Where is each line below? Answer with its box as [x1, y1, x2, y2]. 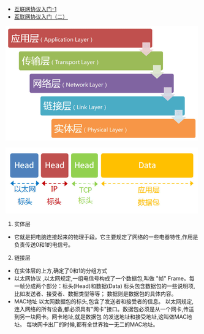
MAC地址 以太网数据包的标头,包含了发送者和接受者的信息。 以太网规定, [13, 297, 194, 305]
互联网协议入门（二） [13, 13, 68, 20]
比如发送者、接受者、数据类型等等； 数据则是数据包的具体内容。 [13, 290, 177, 297]
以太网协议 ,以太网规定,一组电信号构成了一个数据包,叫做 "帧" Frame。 [13, 274, 190, 282]
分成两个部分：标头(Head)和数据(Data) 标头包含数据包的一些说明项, [25, 282, 195, 290]
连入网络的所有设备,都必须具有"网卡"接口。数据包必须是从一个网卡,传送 [13, 305, 194, 313]
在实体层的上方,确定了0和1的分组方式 [13, 266, 108, 274]
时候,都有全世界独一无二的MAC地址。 [64, 320, 159, 328]
